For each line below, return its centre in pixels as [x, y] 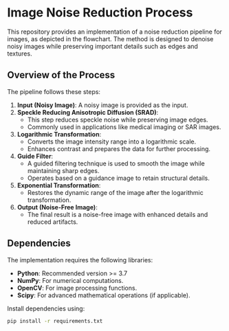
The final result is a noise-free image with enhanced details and [118, 214]
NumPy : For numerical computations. [70, 280]
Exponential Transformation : [59, 185]
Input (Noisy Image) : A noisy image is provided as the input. [102, 105]
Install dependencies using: [46, 308]
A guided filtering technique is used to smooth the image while [116, 163]
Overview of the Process [61, 75]
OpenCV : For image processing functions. [77, 288]
